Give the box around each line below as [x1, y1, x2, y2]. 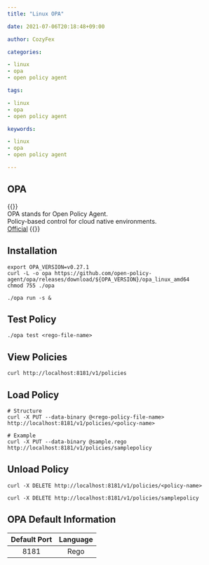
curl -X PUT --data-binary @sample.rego [7, 438, 128, 445]
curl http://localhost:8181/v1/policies [7, 370, 128, 377]
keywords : [7, 125, 36, 132]
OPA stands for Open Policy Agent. [7, 209, 109, 218]
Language [58, 534, 93, 544]
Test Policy [7, 313, 57, 325]
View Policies [7, 351, 68, 363]
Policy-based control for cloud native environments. [7, 217, 157, 225]
